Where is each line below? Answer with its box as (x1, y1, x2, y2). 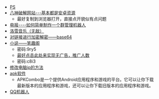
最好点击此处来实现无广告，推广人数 (17, 52, 90, 58)
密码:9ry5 (17, 46, 36, 52)
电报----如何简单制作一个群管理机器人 (9, 22, 86, 28)
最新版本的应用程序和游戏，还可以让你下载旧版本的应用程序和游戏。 (17, 82, 154, 88)
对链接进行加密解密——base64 (9, 34, 72, 40)
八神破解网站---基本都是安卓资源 (9, 10, 76, 16)
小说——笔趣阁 (9, 40, 40, 46)
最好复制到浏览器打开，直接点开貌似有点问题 (17, 16, 107, 21)
